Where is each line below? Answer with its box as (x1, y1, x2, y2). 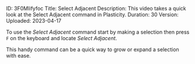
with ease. (6, 52, 31, 59)
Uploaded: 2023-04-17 (6, 17, 61, 24)
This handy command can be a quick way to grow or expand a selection (6, 46, 179, 53)
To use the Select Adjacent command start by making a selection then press (6, 29, 190, 35)
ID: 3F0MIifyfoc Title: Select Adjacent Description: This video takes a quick (6, 5, 186, 12)
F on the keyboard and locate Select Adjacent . (6, 35, 117, 41)
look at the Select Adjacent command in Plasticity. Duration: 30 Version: (6, 11, 179, 18)
